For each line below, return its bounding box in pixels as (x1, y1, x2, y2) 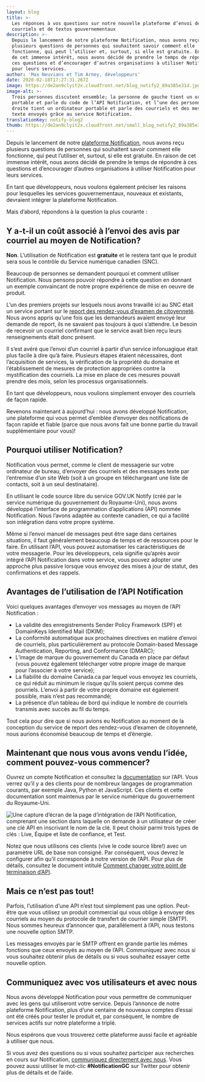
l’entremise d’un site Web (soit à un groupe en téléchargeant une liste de (6, 474, 189, 481)
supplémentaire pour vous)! (6, 427, 76, 434)
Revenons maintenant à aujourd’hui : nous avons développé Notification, (6, 407, 189, 415)
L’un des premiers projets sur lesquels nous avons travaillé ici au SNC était (6, 301, 194, 308)
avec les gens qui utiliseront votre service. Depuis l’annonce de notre (6, 1000, 180, 1007)
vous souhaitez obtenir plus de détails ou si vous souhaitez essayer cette (6, 953, 190, 961)
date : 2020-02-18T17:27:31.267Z (6, 77, 88, 83)
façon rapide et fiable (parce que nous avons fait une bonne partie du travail (6, 420, 198, 428)
